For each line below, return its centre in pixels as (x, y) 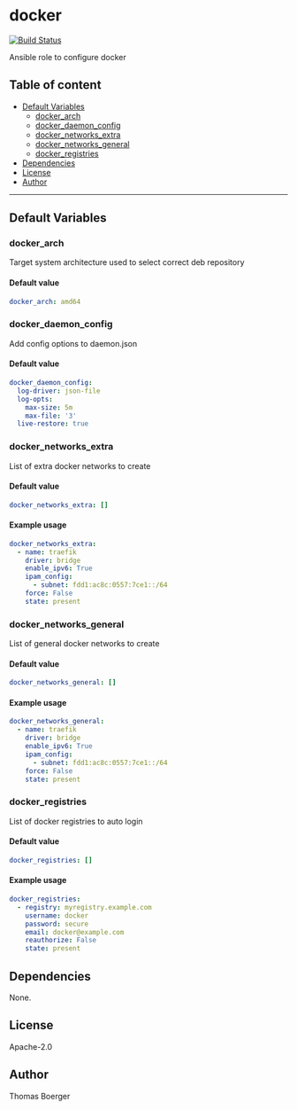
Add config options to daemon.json (73, 343)
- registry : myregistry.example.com (84, 907)
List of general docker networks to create (84, 644)
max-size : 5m (49, 407)
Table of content (55, 85)
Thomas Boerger (40, 1096)
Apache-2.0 (31, 1046)
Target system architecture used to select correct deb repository (127, 262)
